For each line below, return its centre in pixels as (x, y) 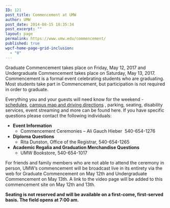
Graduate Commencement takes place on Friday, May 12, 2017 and (76, 68)
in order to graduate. (27, 89)
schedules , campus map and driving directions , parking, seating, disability (84, 105)
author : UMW (18, 19)
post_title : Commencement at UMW (41, 15)
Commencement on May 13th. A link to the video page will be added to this (84, 179)
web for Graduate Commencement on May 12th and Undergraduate (76, 173)
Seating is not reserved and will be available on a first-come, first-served (84, 194)
